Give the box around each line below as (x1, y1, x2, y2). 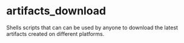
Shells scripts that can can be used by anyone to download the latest (6, 24, 179, 31)
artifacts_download (6, 4, 107, 18)
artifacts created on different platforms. (6, 30, 105, 37)
